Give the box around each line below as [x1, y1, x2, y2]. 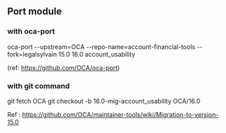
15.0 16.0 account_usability [58, 50, 136, 58]
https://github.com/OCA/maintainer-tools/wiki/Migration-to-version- [22, 110, 219, 118]
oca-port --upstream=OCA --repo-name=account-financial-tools [7, 42, 196, 51]
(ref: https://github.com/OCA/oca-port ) [7, 63, 120, 72]
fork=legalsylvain [7, 50, 57, 58]
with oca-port [7, 27, 55, 36]
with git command [7, 80, 70, 90]
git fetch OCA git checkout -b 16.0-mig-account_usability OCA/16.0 [7, 97, 201, 105]
